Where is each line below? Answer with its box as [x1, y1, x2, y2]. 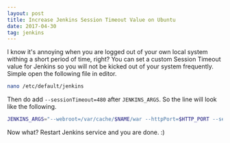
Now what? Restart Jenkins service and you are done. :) [7, 128, 166, 136]
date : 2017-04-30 [7, 23, 57, 29]
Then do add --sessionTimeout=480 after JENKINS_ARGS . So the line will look [7, 95, 217, 103]
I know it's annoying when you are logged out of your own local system [7, 48, 208, 56]
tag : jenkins [7, 29, 44, 36]
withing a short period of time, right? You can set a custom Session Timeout [7, 55, 221, 64]
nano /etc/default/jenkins [7, 83, 84, 90]
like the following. [7, 103, 57, 111]
